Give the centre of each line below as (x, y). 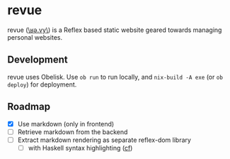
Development (38, 60)
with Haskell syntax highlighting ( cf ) (80, 148)
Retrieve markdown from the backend (73, 132)
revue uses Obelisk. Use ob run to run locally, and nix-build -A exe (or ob (115, 77)
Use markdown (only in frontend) (66, 124)
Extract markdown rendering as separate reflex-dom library (104, 140)
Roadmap (29, 107)
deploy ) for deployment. (42, 84)
